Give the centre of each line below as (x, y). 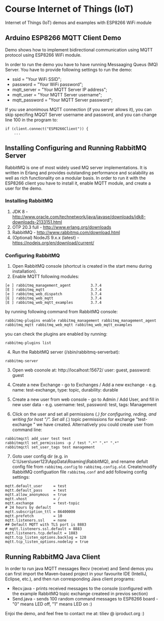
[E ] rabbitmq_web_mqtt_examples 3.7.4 (53, 303)
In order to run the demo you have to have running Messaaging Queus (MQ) (82, 64)
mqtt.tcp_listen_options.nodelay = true (47, 542)
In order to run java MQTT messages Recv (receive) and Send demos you (79, 568)
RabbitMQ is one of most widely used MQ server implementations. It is (76, 167)
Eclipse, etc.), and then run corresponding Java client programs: (70, 579)
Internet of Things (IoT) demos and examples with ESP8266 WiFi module (78, 23)
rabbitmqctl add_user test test (38, 439)
